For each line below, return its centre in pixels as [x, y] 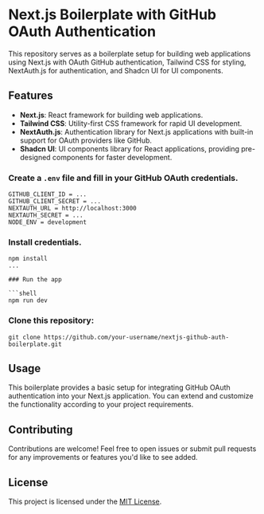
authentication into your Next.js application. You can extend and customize [131, 396]
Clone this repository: [51, 320]
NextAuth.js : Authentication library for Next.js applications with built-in [136, 131]
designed [35, 157]
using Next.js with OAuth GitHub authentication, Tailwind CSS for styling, [127, 62]
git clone [25, 337]
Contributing [41, 429]
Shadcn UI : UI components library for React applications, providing [130, 148]
